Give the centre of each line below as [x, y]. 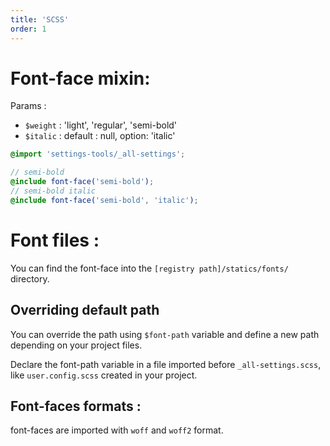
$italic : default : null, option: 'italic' [100, 136]
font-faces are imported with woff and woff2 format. [117, 430]
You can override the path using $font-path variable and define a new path [165, 334]
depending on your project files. [76, 345]
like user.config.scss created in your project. [104, 375]
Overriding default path [85, 310]
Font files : [55, 240]
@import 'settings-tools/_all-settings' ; [98, 154]
